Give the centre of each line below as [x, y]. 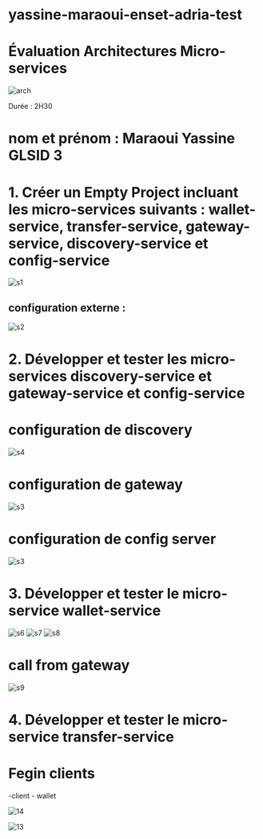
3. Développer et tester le [94, 594]
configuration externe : [67, 307]
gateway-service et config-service [127, 393]
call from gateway [69, 666]
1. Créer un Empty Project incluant [124, 192]
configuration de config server [112, 539]
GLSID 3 [35, 156]
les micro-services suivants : [107, 209]
